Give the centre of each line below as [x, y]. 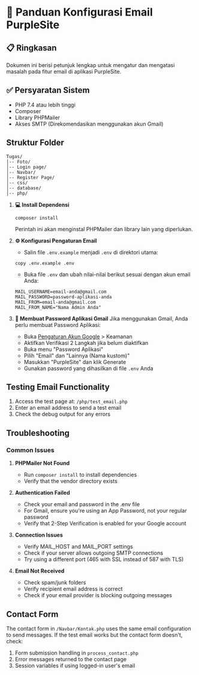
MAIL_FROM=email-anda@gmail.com [55, 302]
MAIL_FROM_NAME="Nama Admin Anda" [58, 307]
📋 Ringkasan [31, 48]
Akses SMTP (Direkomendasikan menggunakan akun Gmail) [89, 124]
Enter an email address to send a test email [68, 408]
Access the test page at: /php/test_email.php [71, 401]
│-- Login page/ [26, 167]
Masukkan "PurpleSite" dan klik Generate [75, 362]
